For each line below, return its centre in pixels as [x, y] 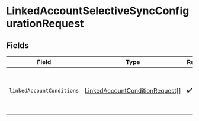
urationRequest [45, 23]
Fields [18, 45]
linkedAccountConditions [44, 90]
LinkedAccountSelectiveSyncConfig [98, 11]
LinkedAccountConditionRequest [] [133, 90]
